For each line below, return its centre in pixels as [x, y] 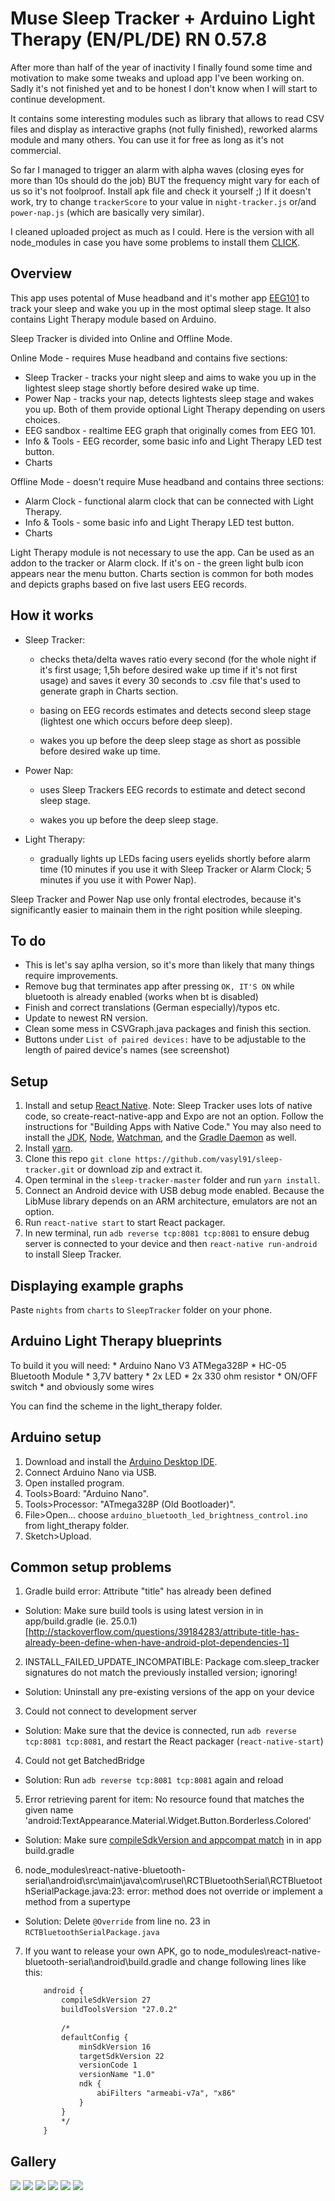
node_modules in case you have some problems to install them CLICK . [155, 242]
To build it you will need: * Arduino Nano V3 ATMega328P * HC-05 [148, 1365]
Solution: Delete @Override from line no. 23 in [117, 1921]
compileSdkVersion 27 [106, 2000]
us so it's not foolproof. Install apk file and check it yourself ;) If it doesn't [161, 191]
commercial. [36, 150]
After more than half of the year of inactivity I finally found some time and [161, 67]
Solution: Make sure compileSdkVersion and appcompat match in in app [173, 1840]
